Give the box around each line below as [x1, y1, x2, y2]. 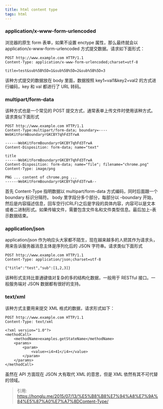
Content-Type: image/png [5, 167, 55, 172]
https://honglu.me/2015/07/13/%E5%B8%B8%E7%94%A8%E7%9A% [17, 393, 158, 399]
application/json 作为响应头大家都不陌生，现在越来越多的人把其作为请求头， [5, 237, 158, 243]
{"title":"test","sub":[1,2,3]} [5, 266, 71, 271]
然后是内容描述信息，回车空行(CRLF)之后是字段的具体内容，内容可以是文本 [5, 201, 156, 207]
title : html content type [5, 7, 57, 12]
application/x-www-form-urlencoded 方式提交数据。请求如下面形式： [5, 45, 145, 51]
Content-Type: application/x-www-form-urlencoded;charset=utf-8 [5, 60, 138, 65]
